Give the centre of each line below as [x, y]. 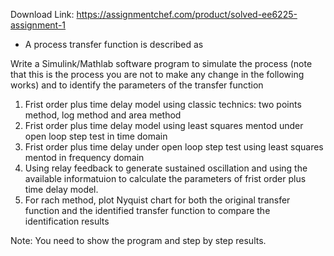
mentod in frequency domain [84, 157]
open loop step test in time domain [96, 136]
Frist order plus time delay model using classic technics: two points [163, 104]
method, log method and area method [103, 115]
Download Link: [42, 14]
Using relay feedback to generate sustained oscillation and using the [166, 168]
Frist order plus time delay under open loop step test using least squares [174, 147]
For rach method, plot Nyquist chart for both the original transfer [157, 200]
